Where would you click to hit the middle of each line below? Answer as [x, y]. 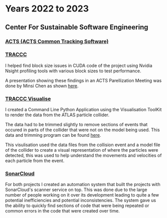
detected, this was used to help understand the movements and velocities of [83, 156]
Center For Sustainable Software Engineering [77, 27]
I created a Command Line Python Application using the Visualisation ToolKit [83, 110]
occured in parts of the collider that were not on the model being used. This [83, 130]
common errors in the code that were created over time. [63, 211]
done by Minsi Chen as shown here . [42, 86]
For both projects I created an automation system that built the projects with [83, 185]
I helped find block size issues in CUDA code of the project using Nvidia [79, 65]
